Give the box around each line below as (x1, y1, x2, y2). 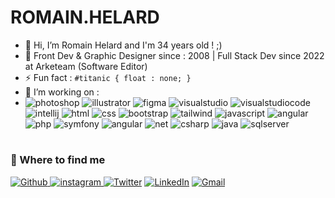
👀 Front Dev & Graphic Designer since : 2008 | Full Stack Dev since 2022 (24, 49, 325, 61)
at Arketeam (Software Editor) (24, 60, 148, 72)
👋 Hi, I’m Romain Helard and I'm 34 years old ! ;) (24, 39, 223, 51)
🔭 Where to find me (10, 153, 106, 167)
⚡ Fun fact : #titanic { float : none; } (24, 71, 192, 83)
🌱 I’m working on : (24, 86, 100, 98)
